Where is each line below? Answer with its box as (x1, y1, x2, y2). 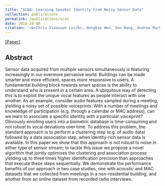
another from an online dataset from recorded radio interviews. (5, 176, 133, 182)
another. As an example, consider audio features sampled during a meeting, (5, 97, 159, 103)
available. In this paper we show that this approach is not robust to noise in (5, 139, 157, 145)
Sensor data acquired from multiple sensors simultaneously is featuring (5, 66, 150, 72)
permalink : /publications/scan (5, 16, 69, 21)
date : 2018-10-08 (5, 21, 41, 26)
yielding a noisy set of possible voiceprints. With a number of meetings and (5, 103, 158, 109)
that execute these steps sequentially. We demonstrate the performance (5, 160, 151, 166)
